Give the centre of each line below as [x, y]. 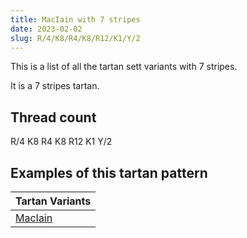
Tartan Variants [53, 201]
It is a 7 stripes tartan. [55, 86]
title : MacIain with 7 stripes [75, 19]
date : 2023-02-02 [46, 29]
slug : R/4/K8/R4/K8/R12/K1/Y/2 [75, 38]
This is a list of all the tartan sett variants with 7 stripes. [124, 67]
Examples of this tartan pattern [109, 172]
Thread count [53, 117]
